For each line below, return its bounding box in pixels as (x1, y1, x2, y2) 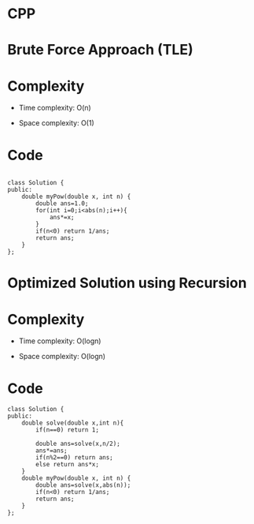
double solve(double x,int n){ (21, 419, 124, 427)
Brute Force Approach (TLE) (7, 41, 193, 59)
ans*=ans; (35, 447, 68, 455)
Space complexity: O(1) (18, 118, 95, 128)
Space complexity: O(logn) (18, 352, 106, 361)
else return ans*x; (35, 461, 100, 469)
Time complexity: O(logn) (18, 336, 101, 346)
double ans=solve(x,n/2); (35, 440, 121, 448)
